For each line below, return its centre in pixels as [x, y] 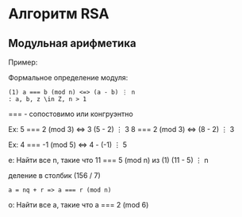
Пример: [23, 62]
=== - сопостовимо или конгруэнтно [71, 114]
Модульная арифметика [72, 43]
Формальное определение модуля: [68, 77]
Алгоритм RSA [59, 14]
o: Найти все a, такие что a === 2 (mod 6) [79, 205]
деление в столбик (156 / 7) [54, 175]
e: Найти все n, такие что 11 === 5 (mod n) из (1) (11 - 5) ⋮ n [108, 160]
